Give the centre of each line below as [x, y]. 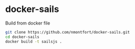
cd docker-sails [22, 37]
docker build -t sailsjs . [34, 41]
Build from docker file [28, 23]
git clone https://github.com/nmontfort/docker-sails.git [67, 32]
